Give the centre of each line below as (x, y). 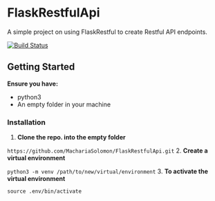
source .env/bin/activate (44, 191)
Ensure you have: (33, 84)
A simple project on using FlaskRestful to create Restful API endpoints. (107, 32)
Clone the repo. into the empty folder (71, 137)
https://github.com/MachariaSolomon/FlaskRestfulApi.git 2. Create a (108, 151)
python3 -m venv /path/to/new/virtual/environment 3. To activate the (108, 171)
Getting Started (41, 67)
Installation (27, 122)
